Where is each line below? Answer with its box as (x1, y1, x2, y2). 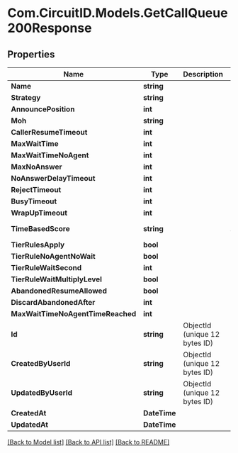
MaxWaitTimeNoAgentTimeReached (11, 309, 137, 318)
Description (183, 69, 224, 79)
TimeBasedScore (11, 224, 70, 233)
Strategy (11, 93, 41, 102)
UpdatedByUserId (11, 388, 73, 398)
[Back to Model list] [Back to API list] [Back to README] (7, 438, 170, 446)
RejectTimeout (11, 185, 62, 194)
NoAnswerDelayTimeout (11, 174, 96, 183)
